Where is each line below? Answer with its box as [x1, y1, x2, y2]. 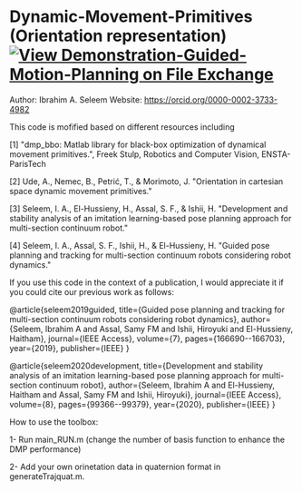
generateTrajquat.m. [9, 470, 85, 482]
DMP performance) [9, 443, 82, 455]
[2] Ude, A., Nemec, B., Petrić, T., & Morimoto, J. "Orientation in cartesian [9, 175, 284, 187]
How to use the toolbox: [9, 416, 99, 427]
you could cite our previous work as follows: [9, 286, 175, 297]
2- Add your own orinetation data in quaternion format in [9, 461, 221, 472]
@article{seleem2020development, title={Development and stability [9, 360, 264, 371]
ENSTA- [261, 148, 291, 160]
